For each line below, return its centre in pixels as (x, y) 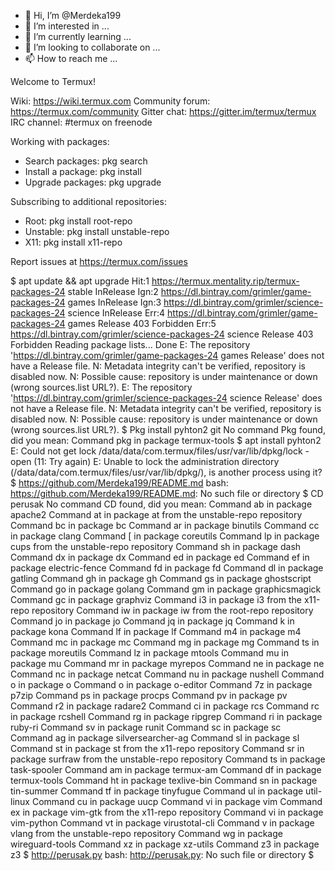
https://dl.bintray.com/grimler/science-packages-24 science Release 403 (162, 334)
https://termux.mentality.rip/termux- (225, 281)
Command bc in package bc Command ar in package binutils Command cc (165, 525)
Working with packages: (60, 141)
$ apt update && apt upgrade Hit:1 (80, 281)
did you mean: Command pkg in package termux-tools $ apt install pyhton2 (166, 440)
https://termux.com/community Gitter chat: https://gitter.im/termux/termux (163, 111)
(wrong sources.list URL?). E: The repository (101, 387)
